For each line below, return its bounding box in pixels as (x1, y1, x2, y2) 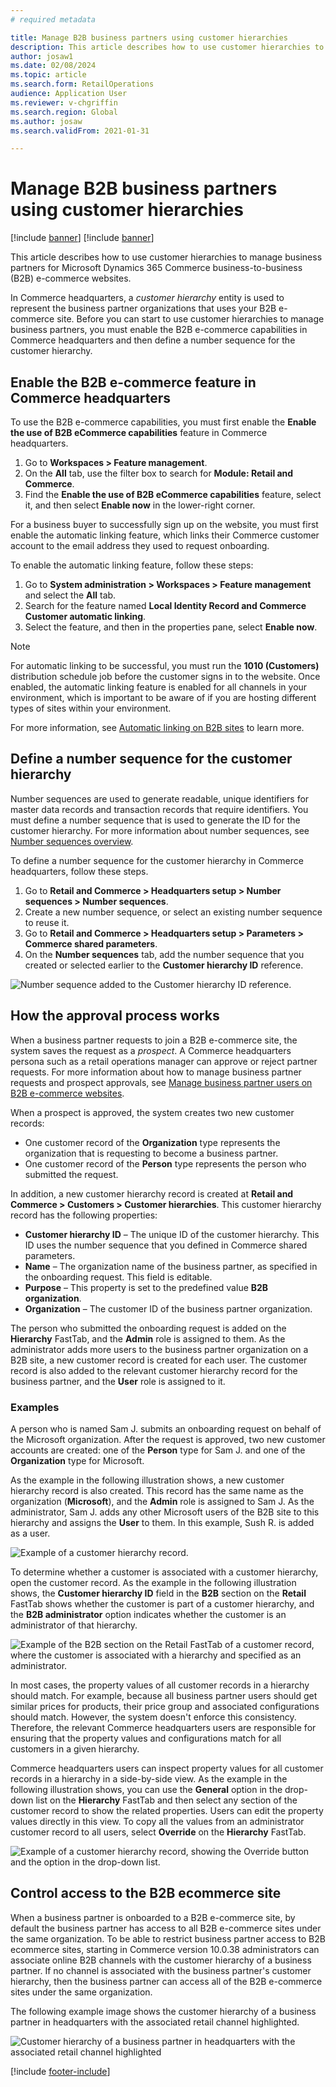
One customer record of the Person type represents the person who (24, 1157, 307, 1170)
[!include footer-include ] (10, 2065, 111, 2077)
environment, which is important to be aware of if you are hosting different (10, 692, 317, 703)
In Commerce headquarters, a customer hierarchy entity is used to (10, 292, 285, 304)
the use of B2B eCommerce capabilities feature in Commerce (10, 427, 268, 438)
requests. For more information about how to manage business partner (10, 1066, 302, 1078)
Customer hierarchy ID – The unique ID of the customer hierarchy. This (24, 1228, 320, 1240)
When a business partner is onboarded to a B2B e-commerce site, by (10, 1911, 296, 1923)
